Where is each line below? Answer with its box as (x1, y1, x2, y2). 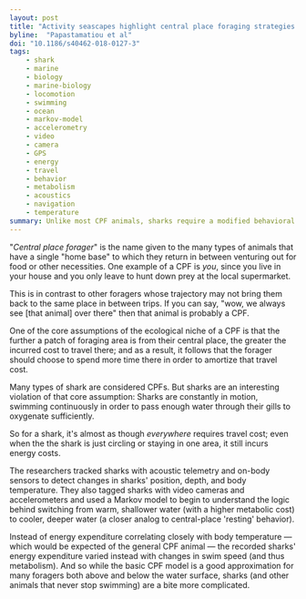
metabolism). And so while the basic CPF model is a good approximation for (9, 560, 294, 571)
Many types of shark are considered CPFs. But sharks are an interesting (9, 381, 280, 392)
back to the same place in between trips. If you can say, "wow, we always (9, 298, 286, 309)
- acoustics (25, 191, 71, 200)
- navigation (25, 199, 76, 209)
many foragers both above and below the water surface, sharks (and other (9, 570, 290, 581)
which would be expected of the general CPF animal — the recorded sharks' (9, 541, 296, 552)
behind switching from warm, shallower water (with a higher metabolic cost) (9, 503, 295, 514)
